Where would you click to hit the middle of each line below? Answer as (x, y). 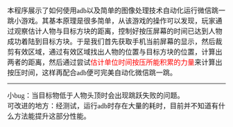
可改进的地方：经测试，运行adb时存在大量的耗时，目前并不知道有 (113, 106)
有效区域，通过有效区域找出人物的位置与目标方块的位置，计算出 (119, 52)
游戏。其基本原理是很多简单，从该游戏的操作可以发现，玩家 (119, 21)
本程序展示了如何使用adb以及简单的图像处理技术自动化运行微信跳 (113, 11)
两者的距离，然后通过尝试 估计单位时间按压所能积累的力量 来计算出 (115, 62)
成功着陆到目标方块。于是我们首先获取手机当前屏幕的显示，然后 (112, 42)
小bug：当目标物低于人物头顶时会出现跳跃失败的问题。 (96, 96)
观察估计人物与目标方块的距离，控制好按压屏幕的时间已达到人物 (119, 31)
